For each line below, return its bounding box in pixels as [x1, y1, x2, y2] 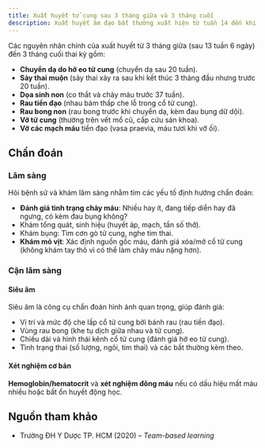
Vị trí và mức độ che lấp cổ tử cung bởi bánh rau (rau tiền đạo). [19, 317, 225, 327]
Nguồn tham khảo [8, 409, 98, 423]
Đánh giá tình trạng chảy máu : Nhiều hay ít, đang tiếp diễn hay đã [19, 203, 236, 213]
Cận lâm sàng [8, 265, 62, 276]
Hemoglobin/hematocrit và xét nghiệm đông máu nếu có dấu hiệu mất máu [8, 378, 258, 388]
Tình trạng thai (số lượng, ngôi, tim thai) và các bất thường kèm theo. [19, 343, 244, 352]
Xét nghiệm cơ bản [8, 361, 72, 370]
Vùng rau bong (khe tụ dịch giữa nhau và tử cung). [19, 326, 184, 336]
